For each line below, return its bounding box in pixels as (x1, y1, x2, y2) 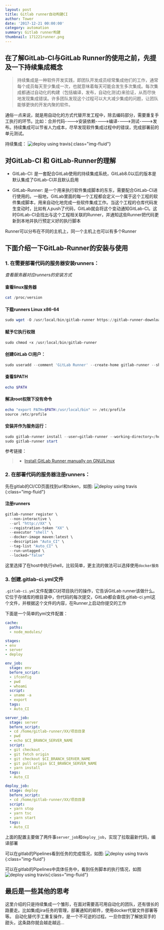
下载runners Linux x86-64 (5, 306, 60, 312)
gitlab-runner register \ (5, 512, 58, 517)
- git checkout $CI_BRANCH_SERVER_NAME (9, 756, 91, 761)
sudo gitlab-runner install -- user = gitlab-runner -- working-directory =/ (5, 434, 156, 439)
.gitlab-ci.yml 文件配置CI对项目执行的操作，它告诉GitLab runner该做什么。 (5, 588, 158, 594)
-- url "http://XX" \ (9, 521, 51, 526)
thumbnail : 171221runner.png (5, 35, 64, 40)
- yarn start (9, 815, 36, 821)
